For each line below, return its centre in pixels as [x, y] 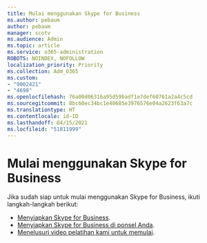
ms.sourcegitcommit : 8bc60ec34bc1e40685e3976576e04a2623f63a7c [100, 104]
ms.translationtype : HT [41, 110]
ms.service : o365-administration [55, 52]
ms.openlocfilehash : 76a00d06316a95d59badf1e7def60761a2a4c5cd [100, 97]
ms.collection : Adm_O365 [43, 71]
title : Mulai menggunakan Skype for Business [73, 13]
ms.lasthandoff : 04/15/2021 [48, 123]
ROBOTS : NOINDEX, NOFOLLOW [46, 59]
